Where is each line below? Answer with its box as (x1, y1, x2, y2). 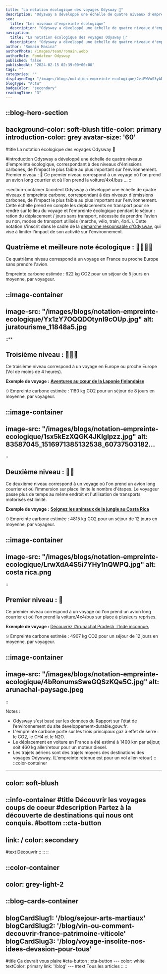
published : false (5, 58, 42, 63)
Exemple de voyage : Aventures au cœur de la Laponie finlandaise (5, 379, 145, 384)
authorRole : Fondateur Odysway (5, 53, 70, 58)
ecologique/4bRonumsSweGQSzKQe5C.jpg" (5, 678, 148, 686)
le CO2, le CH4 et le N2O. (12, 734, 65, 740)
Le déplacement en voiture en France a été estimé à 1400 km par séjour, (12, 739, 161, 745)
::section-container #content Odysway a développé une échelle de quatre (5, 186, 157, 192)
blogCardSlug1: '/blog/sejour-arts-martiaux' (5, 914, 146, 922)
